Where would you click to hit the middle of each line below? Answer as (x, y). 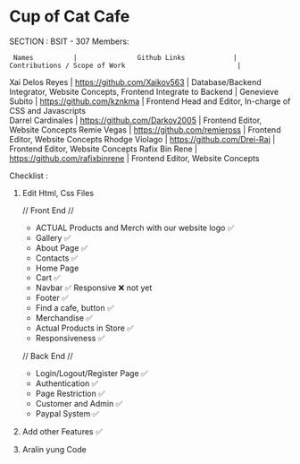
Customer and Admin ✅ (79, 403)
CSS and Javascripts (48, 110)
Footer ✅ (52, 297)
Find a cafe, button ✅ (75, 307)
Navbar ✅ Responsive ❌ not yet (94, 288)
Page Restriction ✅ (70, 393)
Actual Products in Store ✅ (84, 328)
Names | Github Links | (125, 57)
